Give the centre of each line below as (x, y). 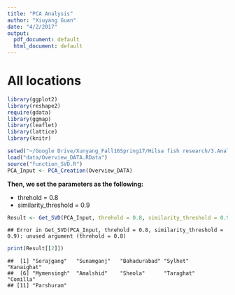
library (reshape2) (34, 106)
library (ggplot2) (33, 99)
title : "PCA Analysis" (40, 14)
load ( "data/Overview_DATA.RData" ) (58, 157)
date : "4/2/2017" (33, 27)
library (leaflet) (33, 125)
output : (19, 33)
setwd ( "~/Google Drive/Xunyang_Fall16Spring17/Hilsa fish (93, 151)
